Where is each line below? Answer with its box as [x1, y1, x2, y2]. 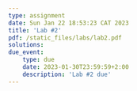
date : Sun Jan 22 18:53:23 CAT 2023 [8, 19, 129, 27]
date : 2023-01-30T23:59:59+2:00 [22, 63, 129, 71]
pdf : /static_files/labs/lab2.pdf [8, 33, 123, 42]
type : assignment [8, 11, 66, 20]
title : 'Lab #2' [8, 26, 62, 34]
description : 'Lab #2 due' [22, 70, 112, 78]
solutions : [8, 41, 44, 49]
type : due [22, 56, 55, 64]
